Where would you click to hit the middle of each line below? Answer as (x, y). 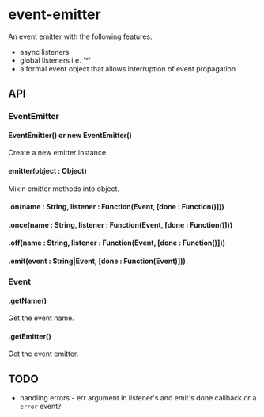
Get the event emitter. (43, 354)
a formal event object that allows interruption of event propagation (128, 68)
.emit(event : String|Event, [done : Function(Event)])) (97, 261)
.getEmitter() (30, 336)
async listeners (44, 52)
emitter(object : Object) (47, 171)
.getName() (28, 300)
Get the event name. (41, 318)
